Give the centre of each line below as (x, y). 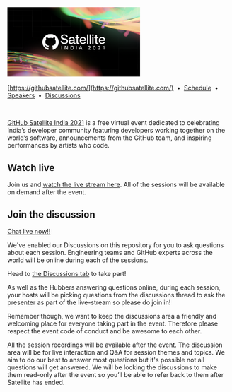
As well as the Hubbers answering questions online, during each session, (114, 287)
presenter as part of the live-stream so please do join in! (89, 302)
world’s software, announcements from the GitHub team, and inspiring (110, 138)
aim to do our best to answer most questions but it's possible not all (106, 360)
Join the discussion (51, 214)
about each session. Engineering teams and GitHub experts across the (110, 252)
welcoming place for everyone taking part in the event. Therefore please (113, 323)
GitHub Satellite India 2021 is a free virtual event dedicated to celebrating (114, 123)
